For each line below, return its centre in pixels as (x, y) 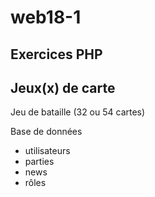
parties (39, 162)
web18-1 (46, 17)
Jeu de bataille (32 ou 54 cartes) (78, 112)
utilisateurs (47, 151)
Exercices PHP (56, 54)
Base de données (46, 132)
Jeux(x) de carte (63, 87)
